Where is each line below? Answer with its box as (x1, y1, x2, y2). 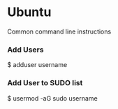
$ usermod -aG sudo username (7, 94, 98, 102)
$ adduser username (7, 61, 68, 69)
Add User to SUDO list (7, 78, 83, 88)
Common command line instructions (7, 27, 112, 36)
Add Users (7, 45, 44, 54)
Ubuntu (7, 4, 52, 20)
